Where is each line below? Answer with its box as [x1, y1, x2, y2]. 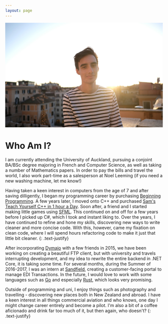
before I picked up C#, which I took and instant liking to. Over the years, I [5, 214, 155, 220]
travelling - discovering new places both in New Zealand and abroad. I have [5, 292, 161, 298]
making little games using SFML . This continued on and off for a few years [5, 209, 158, 215]
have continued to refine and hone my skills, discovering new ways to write [5, 220, 160, 226]
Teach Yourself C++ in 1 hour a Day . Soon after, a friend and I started [5, 204, 147, 210]
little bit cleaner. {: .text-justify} [5, 235, 69, 242]
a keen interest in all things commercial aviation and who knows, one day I [5, 297, 158, 303]
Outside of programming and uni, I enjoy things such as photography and [5, 287, 156, 293]
